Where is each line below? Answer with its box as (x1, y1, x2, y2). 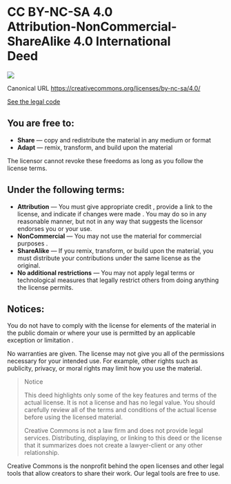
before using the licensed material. (23, 413, 123, 422)
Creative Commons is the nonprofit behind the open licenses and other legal (7, 462, 224, 470)
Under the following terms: (7, 184, 125, 196)
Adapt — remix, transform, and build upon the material (17, 143, 173, 151)
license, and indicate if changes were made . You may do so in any (17, 210, 207, 218)
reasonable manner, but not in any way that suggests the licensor (17, 217, 203, 225)
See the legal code (7, 97, 61, 106)
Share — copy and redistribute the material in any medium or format (17, 136, 212, 144)
